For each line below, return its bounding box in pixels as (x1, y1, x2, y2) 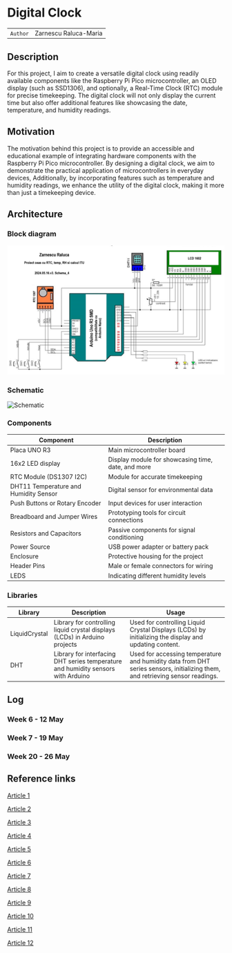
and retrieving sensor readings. (129, 672, 219, 680)
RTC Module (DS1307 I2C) (10, 472, 88, 481)
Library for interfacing (54, 650, 116, 658)
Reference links (7, 773, 76, 785)
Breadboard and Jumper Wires (10, 512, 98, 520)
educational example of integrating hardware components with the (7, 151, 197, 160)
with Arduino (54, 672, 90, 680)
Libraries (7, 591, 38, 601)
